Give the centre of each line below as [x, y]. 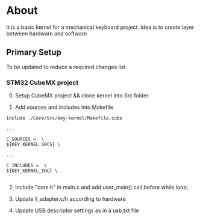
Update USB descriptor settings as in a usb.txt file [77, 210]
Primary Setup [34, 53]
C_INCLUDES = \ [27, 166]
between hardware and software [47, 33]
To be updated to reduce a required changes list [66, 67]
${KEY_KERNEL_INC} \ [32, 171]
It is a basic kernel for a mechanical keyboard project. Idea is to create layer [100, 27]
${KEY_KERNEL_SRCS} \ [33, 145]
